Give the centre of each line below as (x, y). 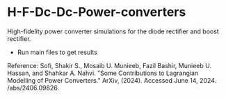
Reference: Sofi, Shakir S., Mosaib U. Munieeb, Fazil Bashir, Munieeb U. (110, 65)
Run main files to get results (57, 52)
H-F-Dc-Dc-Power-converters (97, 12)
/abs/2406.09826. (33, 88)
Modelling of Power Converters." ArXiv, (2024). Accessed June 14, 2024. (112, 80)
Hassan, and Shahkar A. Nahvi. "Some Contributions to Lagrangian (103, 73)
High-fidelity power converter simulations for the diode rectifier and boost (113, 31)
